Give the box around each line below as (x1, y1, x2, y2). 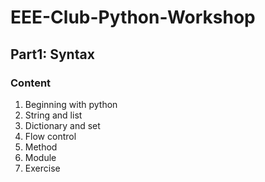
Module (24, 151, 57, 163)
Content (10, 76, 52, 90)
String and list (24, 109, 83, 121)
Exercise (24, 162, 61, 174)
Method (24, 141, 58, 153)
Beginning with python (24, 98, 118, 110)
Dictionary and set (24, 119, 101, 131)
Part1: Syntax (10, 46, 95, 63)
